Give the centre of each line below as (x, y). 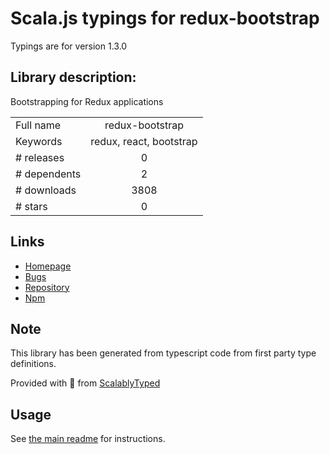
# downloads (46, 190)
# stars (31, 206)
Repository (47, 287)
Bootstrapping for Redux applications (87, 101)
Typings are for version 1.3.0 (69, 46)
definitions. (33, 364)
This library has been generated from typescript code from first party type (163, 353)
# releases (40, 157)
